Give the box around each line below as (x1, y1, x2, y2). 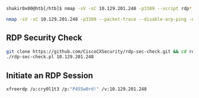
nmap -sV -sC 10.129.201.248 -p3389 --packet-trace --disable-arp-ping (6, 16, 187, 22)
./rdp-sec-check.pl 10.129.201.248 (6, 54, 94, 60)
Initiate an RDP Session (6, 70, 94, 80)
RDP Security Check (6, 33, 82, 43)
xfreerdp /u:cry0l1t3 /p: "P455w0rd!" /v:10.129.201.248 (6, 86, 147, 92)
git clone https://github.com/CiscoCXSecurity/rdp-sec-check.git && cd (6, 48, 187, 55)
